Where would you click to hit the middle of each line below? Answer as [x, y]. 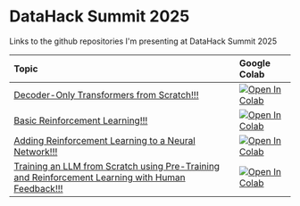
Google [255, 62]
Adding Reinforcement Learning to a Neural [105, 140]
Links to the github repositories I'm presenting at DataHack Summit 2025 [143, 41]
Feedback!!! [38, 188]
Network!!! [36, 152]
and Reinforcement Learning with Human [100, 177]
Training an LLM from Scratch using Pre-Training [117, 166]
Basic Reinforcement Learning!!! [81, 120]
